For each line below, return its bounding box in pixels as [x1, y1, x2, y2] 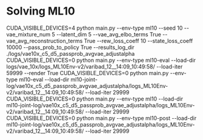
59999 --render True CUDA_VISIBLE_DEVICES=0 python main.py [6, 69, 169, 76]
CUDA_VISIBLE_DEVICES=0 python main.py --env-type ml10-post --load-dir [6, 114, 197, 122]
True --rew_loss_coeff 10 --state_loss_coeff [84, 37, 193, 44]
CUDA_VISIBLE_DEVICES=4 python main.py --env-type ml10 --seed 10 [6, 24, 183, 32]
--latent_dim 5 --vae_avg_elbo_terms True [56, 30, 162, 38]
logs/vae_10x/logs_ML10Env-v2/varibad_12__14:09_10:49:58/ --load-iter [6, 62, 183, 70]
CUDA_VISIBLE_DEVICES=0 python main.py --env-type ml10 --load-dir [6, 95, 184, 102]
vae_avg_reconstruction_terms [6, 37, 83, 44]
